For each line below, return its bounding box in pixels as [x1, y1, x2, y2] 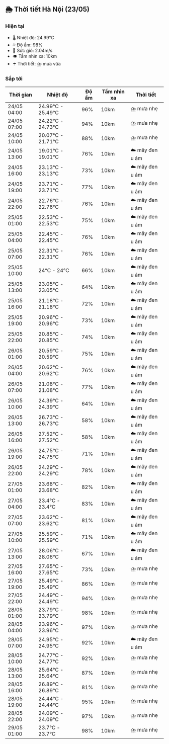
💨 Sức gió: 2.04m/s [12, 47, 53, 53]
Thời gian [9, 91, 33, 98]
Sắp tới [5, 75, 23, 82]
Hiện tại [5, 23, 25, 30]
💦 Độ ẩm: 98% [12, 42, 43, 48]
